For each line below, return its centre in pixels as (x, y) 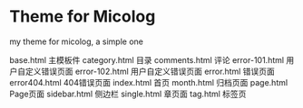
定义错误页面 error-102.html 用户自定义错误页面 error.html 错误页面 (150, 71)
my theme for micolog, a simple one (76, 41)
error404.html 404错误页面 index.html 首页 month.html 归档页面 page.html (149, 82)
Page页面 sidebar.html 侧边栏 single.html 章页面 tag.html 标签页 (128, 94)
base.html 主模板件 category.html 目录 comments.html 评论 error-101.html (147, 59)
